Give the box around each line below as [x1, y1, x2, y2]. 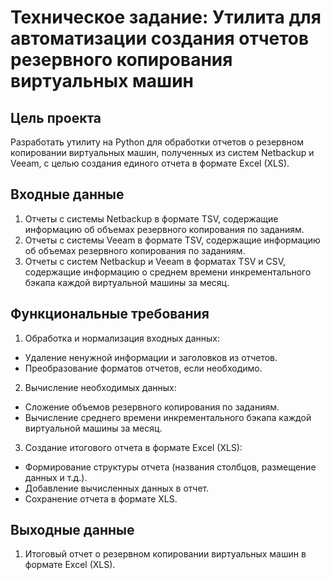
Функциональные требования [10, 306, 210, 323]
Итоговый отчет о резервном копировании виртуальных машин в [24, 548, 307, 560]
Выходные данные [10, 522, 135, 539]
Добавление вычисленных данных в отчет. [24, 482, 210, 494]
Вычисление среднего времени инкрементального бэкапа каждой [24, 411, 312, 423]
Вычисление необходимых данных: [24, 381, 177, 393]
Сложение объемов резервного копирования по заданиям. [24, 401, 280, 413]
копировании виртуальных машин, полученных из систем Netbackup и [10, 147, 315, 158]
